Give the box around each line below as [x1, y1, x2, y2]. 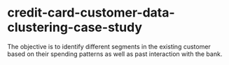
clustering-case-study [7, 19, 142, 35]
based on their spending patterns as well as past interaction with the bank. [7, 50, 223, 58]
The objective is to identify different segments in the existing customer [7, 42, 211, 50]
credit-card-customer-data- [7, 5, 175, 21]
